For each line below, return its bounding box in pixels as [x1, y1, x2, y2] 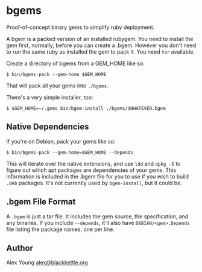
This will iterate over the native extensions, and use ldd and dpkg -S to [6, 160, 181, 167]
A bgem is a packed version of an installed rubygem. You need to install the [6, 35, 194, 42]
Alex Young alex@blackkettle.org [6, 259, 89, 266]
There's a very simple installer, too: [6, 93, 93, 101]
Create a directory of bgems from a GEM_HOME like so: [6, 60, 145, 67]
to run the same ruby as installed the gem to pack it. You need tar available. [6, 48, 195, 55]
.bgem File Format [6, 197, 76, 207]
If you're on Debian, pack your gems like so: [6, 138, 116, 145]
